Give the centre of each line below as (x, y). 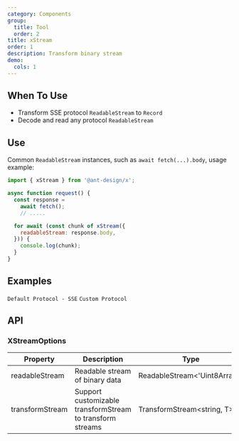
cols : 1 (25, 67)
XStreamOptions (37, 341)
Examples (30, 281)
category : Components (39, 14)
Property (39, 359)
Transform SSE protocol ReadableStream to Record (90, 113)
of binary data (98, 380)
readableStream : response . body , (68, 233)
